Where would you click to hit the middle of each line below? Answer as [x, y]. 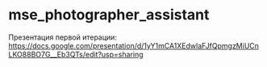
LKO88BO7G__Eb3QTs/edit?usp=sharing [76, 54]
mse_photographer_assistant [109, 15]
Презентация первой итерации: [63, 37]
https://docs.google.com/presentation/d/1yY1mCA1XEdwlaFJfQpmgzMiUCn [134, 45]
